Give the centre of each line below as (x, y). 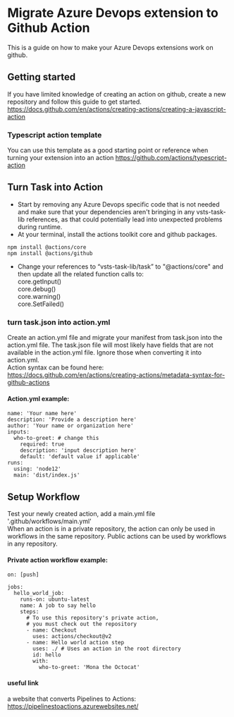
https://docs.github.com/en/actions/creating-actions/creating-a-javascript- (117, 109)
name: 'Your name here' (42, 414)
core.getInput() (39, 281)
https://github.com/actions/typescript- (171, 158)
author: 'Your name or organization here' (70, 426)
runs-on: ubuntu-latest (55, 600)
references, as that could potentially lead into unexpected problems (124, 219)
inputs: (19, 432)
